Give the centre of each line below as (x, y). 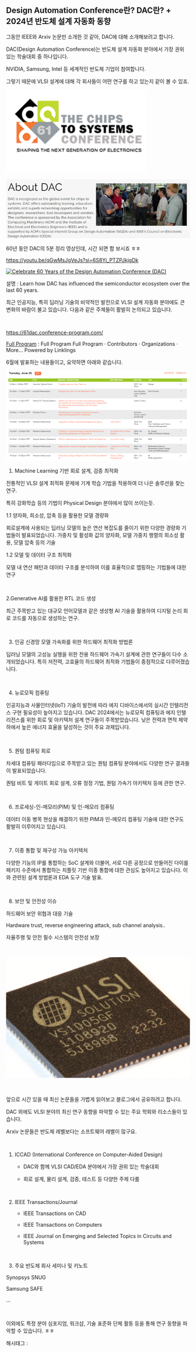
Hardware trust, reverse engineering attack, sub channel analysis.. (86, 925)
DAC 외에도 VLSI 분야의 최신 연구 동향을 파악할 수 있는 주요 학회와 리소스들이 (94, 1112)
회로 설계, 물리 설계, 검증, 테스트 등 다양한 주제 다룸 (81, 1179)
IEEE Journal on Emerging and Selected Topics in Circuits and (97, 1236)
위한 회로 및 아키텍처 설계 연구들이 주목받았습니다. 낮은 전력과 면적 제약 (107, 720)
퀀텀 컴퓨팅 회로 (32, 751)
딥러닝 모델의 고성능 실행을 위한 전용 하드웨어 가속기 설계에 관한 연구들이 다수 (94, 654)
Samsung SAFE (24, 1289)
